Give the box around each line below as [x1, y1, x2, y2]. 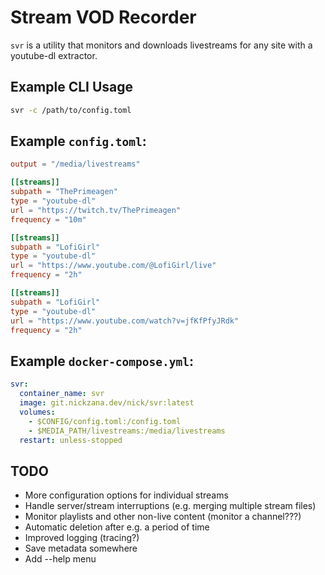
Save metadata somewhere [24, 542, 138, 555]
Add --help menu [24, 553, 97, 565]
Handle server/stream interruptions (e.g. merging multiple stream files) [24, 500, 317, 512]
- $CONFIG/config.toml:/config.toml [28, 416, 182, 426]
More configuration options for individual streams [24, 489, 229, 501]
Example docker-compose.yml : [10, 352, 195, 370]
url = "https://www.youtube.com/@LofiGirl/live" [10, 261, 217, 271]
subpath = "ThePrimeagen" [10, 187, 118, 197]
